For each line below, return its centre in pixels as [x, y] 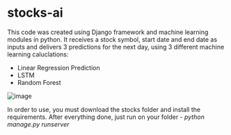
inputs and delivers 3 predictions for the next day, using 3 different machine [116, 47]
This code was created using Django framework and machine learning [108, 32]
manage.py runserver [38, 124]
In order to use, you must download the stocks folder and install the [104, 109]
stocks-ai [35, 13]
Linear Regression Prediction [59, 67]
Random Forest [39, 82]
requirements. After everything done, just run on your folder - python [106, 117]
